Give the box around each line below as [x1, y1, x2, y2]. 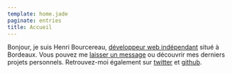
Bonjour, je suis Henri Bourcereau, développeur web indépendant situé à [7, 43, 220, 52]
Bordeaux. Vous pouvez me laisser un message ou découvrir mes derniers [7, 50, 226, 59]
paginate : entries [7, 17, 62, 24]
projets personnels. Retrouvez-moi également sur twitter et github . [7, 58, 202, 67]
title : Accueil [7, 23, 53, 30]
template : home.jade [7, 10, 69, 18]
